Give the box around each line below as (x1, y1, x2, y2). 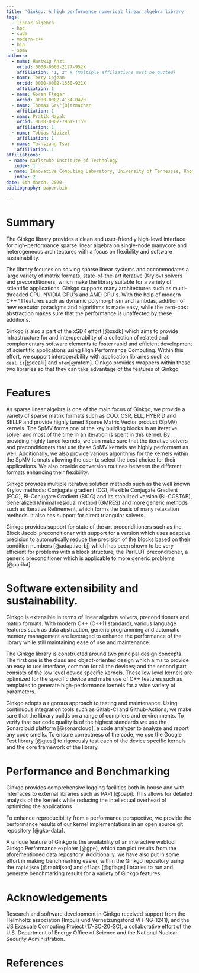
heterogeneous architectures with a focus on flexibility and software (6, 248, 173, 255)
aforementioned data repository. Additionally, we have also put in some (6, 851, 179, 858)
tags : (6, 14, 20, 20)
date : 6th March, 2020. (6, 180, 65, 185)
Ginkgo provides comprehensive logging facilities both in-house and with (6, 784, 185, 791)
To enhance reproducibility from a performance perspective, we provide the (6, 814, 191, 821)
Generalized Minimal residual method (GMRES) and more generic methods (6, 499, 188, 506)
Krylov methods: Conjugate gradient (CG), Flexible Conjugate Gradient (6, 486, 178, 494)
